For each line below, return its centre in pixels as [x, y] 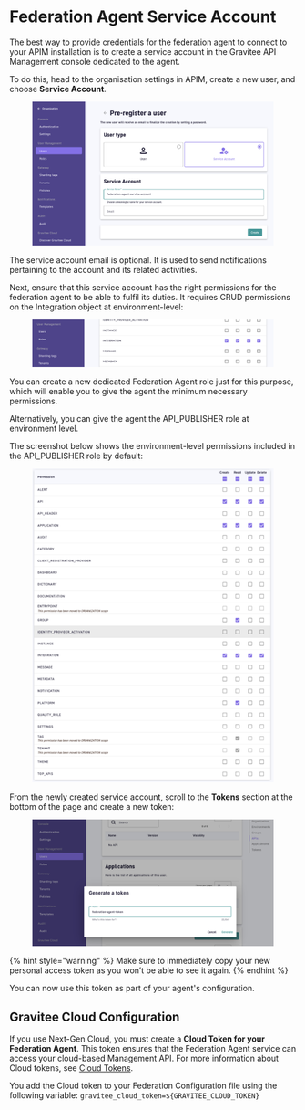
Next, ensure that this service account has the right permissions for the [143, 288]
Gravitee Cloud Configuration [95, 1016]
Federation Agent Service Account [143, 17]
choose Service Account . [58, 89]
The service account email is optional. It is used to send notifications [138, 260]
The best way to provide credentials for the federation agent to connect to [148, 42]
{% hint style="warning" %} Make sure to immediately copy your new [140, 961]
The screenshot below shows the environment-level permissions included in [152, 446]
